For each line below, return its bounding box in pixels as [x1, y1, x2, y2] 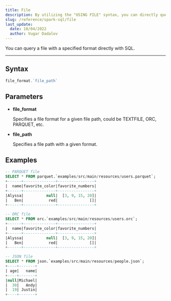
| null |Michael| [5, 278, 38, 283]
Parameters [5, 92, 43, 101]
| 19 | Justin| [5, 287, 38, 292]
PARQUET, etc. [12, 121, 44, 128]
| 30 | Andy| [5, 283, 38, 288]
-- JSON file [5, 254, 33, 259]
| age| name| [5, 268, 38, 273]
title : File [5, 7, 31, 13]
